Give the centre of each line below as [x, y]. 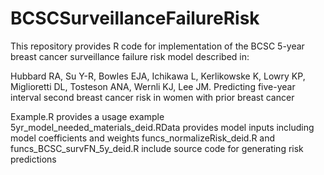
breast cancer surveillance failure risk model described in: [130, 56]
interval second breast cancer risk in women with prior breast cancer [152, 97]
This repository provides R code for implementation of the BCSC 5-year [157, 46]
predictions [33, 159]
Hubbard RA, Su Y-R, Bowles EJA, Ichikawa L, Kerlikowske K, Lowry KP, [158, 76]
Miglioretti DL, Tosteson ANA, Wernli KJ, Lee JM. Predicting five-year [153, 86]
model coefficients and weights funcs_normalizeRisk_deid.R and [143, 138]
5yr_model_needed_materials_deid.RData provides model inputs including [162, 127]
